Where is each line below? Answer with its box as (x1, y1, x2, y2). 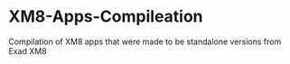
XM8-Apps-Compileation (8, 6, 204, 27)
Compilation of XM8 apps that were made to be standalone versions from (8, 36, 282, 47)
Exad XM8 (8, 45, 47, 56)
